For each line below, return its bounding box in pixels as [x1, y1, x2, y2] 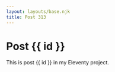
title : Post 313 [6, 14, 46, 20]
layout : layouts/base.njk [6, 8, 70, 15]
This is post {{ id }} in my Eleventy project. [6, 59, 110, 66]
